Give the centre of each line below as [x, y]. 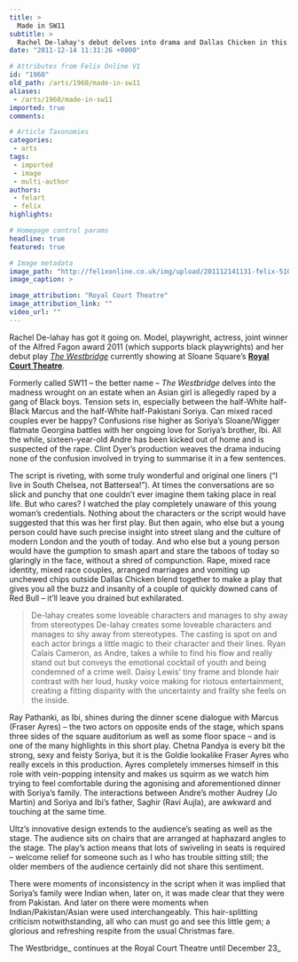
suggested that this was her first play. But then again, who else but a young [147, 522]
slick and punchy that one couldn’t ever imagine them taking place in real [143, 494]
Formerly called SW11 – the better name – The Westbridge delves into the [143, 382]
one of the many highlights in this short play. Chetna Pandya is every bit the [147, 745]
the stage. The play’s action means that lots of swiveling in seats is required [147, 848]
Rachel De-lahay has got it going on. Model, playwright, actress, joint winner [149, 337]
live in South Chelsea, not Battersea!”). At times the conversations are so [142, 485]
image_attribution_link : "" [61, 304]
